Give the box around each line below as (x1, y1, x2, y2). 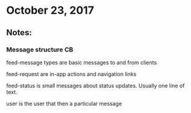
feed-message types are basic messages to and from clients (6, 59, 157, 66)
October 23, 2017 (6, 4, 95, 17)
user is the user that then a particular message (6, 100, 122, 107)
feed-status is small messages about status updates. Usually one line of (6, 82, 185, 89)
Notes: (6, 28, 32, 38)
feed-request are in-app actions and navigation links (6, 70, 137, 78)
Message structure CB (6, 45, 74, 54)
